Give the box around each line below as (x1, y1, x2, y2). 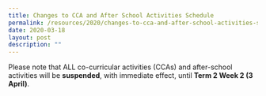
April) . (8, 79, 30, 89)
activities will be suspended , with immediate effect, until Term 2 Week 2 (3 (8, 71, 253, 80)
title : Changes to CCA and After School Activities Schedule (8, 11, 215, 20)
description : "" (8, 41, 62, 49)
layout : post (8, 33, 51, 42)
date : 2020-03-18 (8, 26, 66, 34)
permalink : (8, 19, 44, 27)
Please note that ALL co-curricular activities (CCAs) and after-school (8, 62, 233, 72)
